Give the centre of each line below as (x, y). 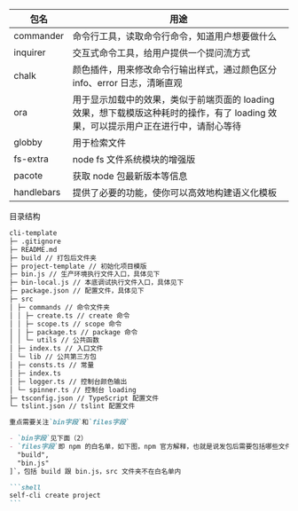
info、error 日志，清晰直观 (128, 83)
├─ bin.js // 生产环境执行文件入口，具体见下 (85, 274)
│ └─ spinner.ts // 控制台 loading (73, 389)
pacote (28, 175)
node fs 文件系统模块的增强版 (134, 159)
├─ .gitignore (35, 241)
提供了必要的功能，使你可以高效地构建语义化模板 (175, 193)
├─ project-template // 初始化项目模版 (78, 266)
